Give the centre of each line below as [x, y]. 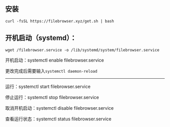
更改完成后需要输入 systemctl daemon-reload [51, 71]
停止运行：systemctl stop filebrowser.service [52, 97]
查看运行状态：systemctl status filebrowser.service [58, 119]
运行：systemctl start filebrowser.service [48, 86]
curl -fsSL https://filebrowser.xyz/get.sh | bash [60, 21]
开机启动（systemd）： [41, 38]
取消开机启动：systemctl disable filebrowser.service [59, 108]
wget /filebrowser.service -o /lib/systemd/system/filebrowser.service [82, 50]
